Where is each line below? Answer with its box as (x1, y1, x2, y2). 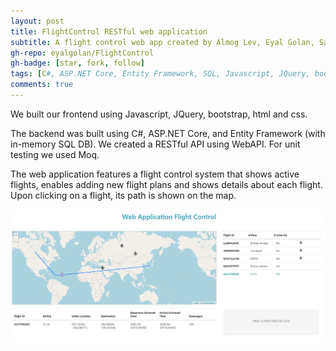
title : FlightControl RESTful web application (10, 26, 208, 37)
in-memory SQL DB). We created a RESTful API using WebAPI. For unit (10, 138, 301, 150)
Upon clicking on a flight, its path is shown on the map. (10, 189, 237, 201)
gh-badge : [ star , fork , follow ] (10, 58, 145, 69)
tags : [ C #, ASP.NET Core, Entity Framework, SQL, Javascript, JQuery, (10, 69, 311, 79)
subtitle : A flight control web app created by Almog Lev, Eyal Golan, (10, 37, 315, 47)
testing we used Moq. (10, 148, 100, 160)
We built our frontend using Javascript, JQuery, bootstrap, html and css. (10, 108, 308, 120)
